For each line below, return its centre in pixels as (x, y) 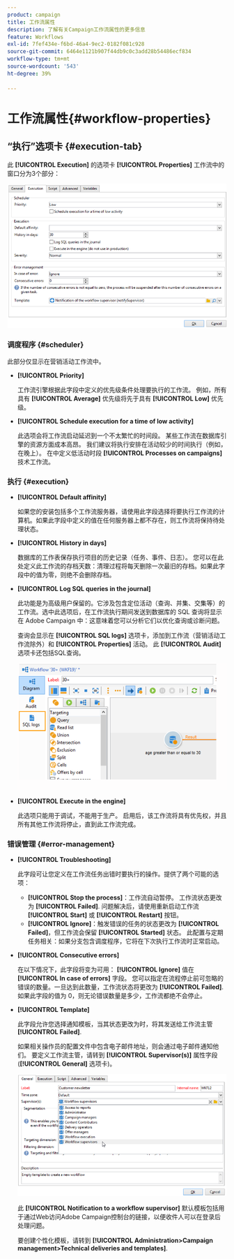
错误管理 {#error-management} (61, 844)
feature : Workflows (36, 37)
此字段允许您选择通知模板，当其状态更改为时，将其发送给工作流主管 (115, 1024)
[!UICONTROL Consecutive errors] (68, 955)
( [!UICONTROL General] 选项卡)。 (67, 1064)
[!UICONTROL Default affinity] (62, 497)
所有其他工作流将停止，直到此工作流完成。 (78, 824)
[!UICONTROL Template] (53, 1009)
